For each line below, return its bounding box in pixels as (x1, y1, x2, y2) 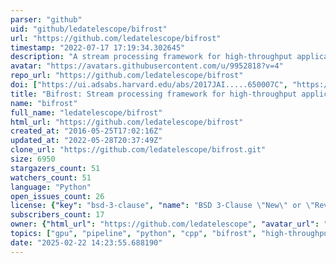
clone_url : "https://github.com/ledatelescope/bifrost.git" (10, 145, 267, 155)
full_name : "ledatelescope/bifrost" (10, 107, 163, 118)
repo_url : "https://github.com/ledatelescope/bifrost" (10, 71, 244, 81)
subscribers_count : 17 (10, 210, 105, 220)
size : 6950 (10, 154, 56, 164)
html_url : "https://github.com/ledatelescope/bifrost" (10, 117, 244, 127)
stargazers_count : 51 (10, 163, 101, 173)
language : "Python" (10, 182, 92, 192)
